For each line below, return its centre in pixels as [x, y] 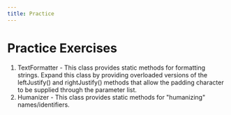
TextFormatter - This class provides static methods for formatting [111, 68]
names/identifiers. [43, 105]
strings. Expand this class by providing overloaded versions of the [112, 75]
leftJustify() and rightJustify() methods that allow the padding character [121, 82]
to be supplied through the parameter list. [77, 90]
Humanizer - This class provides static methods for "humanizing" [111, 97]
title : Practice [31, 14]
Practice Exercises [62, 48]
